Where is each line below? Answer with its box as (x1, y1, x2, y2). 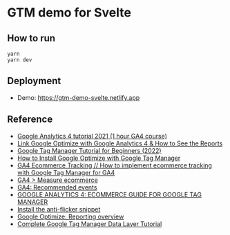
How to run (7, 32, 56, 44)
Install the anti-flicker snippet (17, 205, 101, 213)
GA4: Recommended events (17, 183, 97, 191)
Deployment (7, 75, 61, 87)
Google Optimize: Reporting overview (17, 212, 124, 221)
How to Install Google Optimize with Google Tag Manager (17, 154, 181, 162)
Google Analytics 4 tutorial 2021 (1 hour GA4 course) (17, 132, 168, 140)
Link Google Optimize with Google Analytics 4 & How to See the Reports (17, 139, 223, 147)
